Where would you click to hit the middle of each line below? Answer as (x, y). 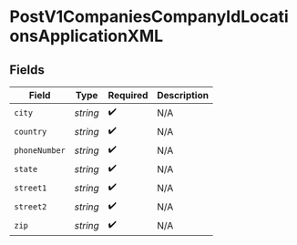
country (31, 131)
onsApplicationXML (87, 36)
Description (183, 95)
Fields (27, 70)
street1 (31, 188)
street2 (31, 206)
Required (128, 95)
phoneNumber (40, 150)
